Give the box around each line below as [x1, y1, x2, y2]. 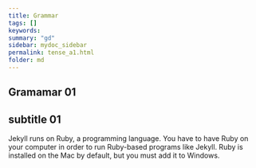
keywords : [8, 26, 41, 34]
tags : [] [8, 19, 37, 27]
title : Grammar [8, 11, 59, 20]
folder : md [8, 57, 45, 64]
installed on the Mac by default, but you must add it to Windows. [8, 150, 220, 160]
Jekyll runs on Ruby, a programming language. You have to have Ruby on [8, 134, 249, 143]
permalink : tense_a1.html [8, 49, 94, 57]
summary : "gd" [8, 33, 56, 42]
